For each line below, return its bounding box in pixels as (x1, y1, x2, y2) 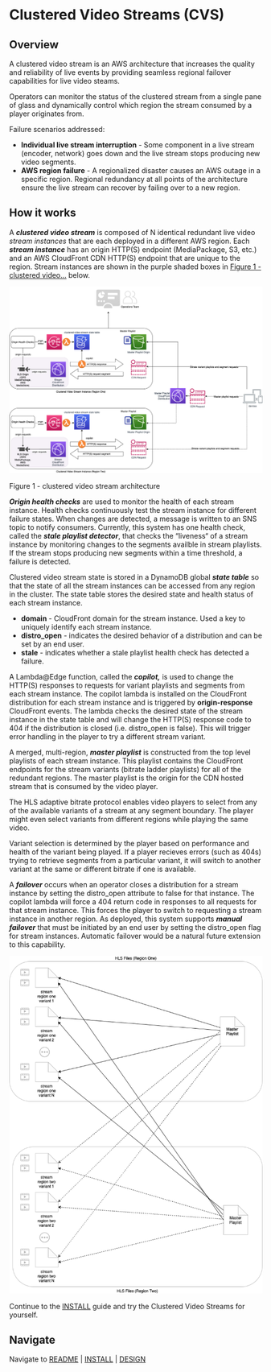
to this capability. (9, 940, 66, 949)
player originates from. (9, 109, 84, 118)
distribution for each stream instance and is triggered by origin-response (9, 698, 253, 708)
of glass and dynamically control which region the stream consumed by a (9, 101, 253, 110)
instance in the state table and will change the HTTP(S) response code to (9, 715, 252, 725)
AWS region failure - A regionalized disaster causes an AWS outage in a (20, 166, 261, 175)
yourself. (9, 1310, 39, 1320)
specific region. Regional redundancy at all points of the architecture (20, 175, 248, 184)
